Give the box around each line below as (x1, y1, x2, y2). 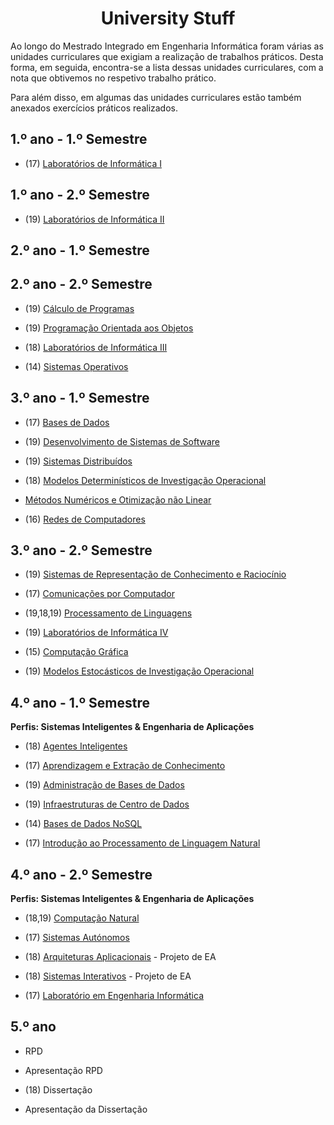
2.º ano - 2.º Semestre (10, 276, 153, 293)
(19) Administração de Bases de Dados (24, 779, 185, 791)
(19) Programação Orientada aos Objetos (24, 322, 194, 334)
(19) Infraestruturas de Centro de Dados (24, 798, 190, 811)
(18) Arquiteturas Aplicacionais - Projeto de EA (24, 951, 217, 963)
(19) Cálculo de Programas (24, 302, 135, 314)
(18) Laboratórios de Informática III (24, 341, 168, 353)
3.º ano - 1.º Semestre (10, 390, 150, 407)
